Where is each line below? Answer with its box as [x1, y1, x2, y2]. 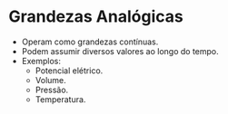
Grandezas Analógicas [8, 6, 183, 27]
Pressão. [35, 84, 69, 95]
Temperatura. [35, 93, 86, 105]
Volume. [35, 74, 67, 85]
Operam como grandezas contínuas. [21, 36, 159, 47]
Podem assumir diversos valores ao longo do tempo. [21, 45, 219, 56]
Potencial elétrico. [35, 65, 104, 76]
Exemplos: [21, 55, 61, 66]
